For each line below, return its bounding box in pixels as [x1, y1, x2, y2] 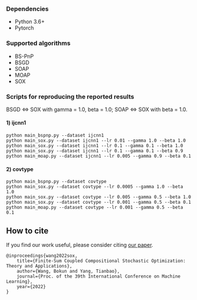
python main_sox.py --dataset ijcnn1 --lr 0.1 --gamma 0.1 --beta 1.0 [6, 143, 183, 149]
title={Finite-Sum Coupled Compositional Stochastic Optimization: [17, 258, 186, 264]
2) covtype [6, 165, 34, 172]
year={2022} [17, 284, 46, 290]
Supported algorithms [6, 39, 71, 47]
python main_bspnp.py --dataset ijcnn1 [6, 132, 104, 139]
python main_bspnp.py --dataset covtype [6, 179, 107, 185]
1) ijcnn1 [6, 119, 27, 126]
